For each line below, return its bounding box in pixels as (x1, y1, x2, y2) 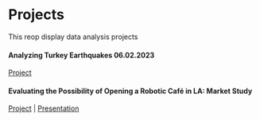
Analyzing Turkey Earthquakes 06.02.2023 (8, 50, 155, 60)
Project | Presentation (8, 103, 80, 113)
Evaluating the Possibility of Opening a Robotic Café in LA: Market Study (8, 86, 253, 96)
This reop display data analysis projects (8, 32, 138, 41)
